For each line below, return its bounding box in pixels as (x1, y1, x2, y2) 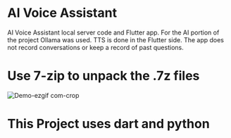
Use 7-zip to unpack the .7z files (7, 68, 200, 84)
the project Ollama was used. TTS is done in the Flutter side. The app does (7, 35, 224, 44)
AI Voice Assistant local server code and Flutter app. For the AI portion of (7, 28, 220, 37)
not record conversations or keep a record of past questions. (7, 43, 185, 51)
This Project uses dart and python (7, 116, 210, 132)
